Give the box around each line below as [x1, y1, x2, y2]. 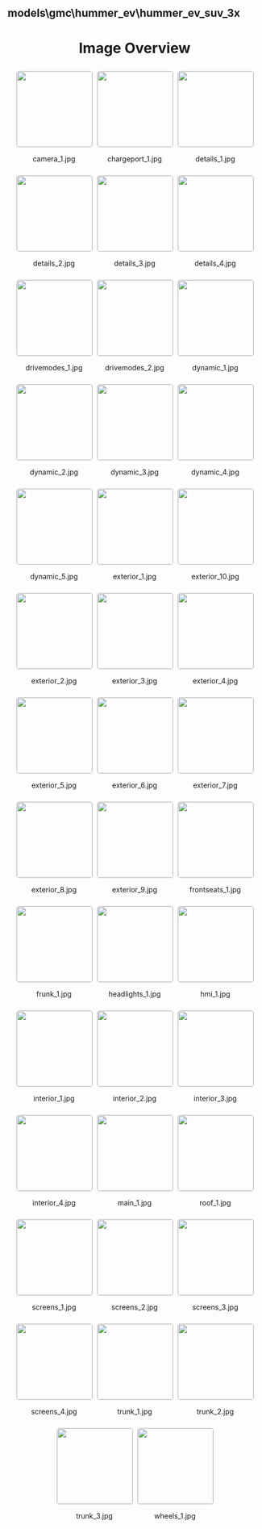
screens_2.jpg [111, 1302, 158, 1312]
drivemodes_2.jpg [105, 363, 164, 373]
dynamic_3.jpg [110, 467, 159, 477]
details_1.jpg [195, 154, 235, 164]
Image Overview [78, 39, 191, 57]
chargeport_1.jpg [106, 154, 163, 164]
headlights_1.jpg [108, 989, 161, 999]
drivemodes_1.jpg [25, 363, 83, 373]
